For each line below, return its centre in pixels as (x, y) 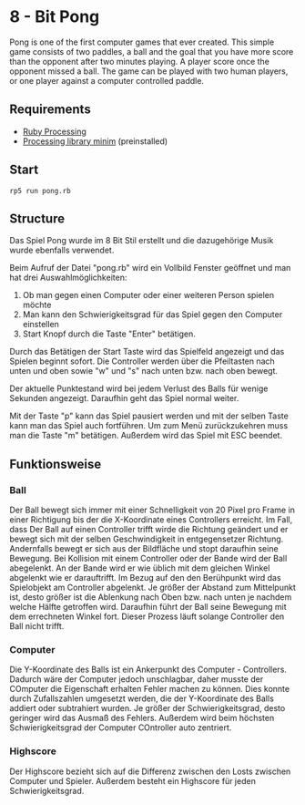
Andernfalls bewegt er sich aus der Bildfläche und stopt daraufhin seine (144, 549)
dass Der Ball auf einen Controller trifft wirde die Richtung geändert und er (149, 530)
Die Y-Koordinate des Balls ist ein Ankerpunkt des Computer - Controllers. (148, 670)
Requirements (50, 110)
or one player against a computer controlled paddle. (107, 80)
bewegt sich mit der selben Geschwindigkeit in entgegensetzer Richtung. (147, 539)
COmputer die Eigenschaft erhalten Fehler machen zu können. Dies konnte (149, 689)
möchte (37, 305)
